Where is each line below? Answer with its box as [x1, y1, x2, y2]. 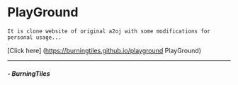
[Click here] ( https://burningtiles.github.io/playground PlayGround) [7, 46, 202, 55]
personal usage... [7, 33, 62, 41]
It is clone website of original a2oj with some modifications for [7, 28, 211, 35]
